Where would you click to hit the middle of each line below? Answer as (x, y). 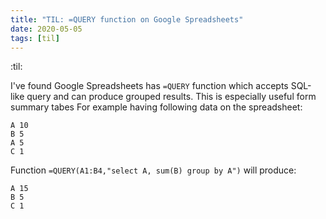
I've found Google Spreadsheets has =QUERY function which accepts (149, 86)
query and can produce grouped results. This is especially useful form (171, 97)
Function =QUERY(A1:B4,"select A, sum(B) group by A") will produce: (153, 170)
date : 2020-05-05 (46, 29)
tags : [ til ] (35, 38)
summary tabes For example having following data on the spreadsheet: (156, 107)
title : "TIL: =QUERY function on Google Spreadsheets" (127, 19)
